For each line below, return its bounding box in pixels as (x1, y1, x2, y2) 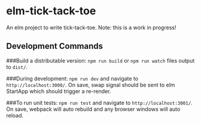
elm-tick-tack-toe (6, 4, 96, 18)
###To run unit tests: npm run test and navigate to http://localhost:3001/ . (6, 99, 193, 106)
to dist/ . (6, 63, 28, 70)
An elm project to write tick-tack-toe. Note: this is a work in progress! (6, 24, 176, 31)
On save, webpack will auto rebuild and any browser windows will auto (6, 106, 181, 113)
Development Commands (6, 41, 103, 51)
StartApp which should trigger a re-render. (6, 88, 111, 95)
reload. (6, 111, 24, 119)
